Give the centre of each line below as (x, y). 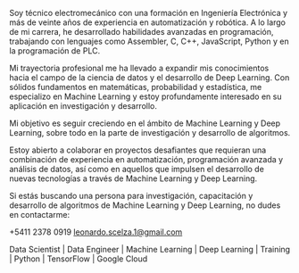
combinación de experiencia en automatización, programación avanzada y (146, 159)
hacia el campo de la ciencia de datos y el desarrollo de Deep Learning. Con (149, 78)
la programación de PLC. (55, 51)
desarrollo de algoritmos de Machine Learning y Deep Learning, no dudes (145, 205)
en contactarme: (40, 215)
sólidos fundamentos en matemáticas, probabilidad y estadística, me (136, 87)
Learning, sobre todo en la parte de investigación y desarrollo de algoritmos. (150, 132)
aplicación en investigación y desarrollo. (83, 106)
